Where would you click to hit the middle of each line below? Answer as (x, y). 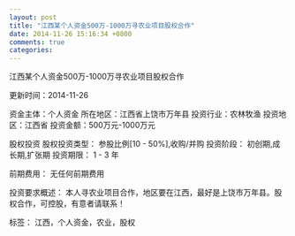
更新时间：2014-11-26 (49, 95)
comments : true (37, 42)
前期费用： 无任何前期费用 (57, 174)
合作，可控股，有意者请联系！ (71, 203)
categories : (31, 50)
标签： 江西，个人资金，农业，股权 (72, 223)
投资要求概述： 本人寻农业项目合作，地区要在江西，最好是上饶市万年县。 (142, 193)
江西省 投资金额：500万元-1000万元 (90, 126)
